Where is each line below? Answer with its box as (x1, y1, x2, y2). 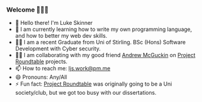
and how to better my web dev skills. (15, 32, 108, 39)
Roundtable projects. (15, 58, 68, 66)
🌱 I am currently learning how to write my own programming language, (15, 25, 192, 33)
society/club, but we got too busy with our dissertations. (15, 89, 157, 97)
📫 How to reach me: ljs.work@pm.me (15, 65, 111, 72)
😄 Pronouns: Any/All (15, 73, 68, 81)
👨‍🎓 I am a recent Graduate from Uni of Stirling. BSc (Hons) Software (15, 39, 186, 46)
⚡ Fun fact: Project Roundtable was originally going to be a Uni (15, 80, 172, 87)
